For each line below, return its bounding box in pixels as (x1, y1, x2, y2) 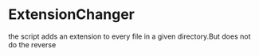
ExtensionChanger (8, 6, 135, 24)
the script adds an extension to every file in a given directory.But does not (8, 32, 251, 41)
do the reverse (8, 39, 57, 49)
